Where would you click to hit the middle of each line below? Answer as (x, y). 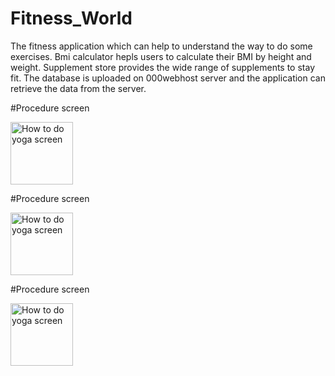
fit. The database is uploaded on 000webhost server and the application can (168, 78)
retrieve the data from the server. (78, 88)
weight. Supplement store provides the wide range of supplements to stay (163, 67)
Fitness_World (71, 18)
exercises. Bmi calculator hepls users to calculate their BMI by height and (161, 56)
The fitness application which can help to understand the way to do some (161, 46)
